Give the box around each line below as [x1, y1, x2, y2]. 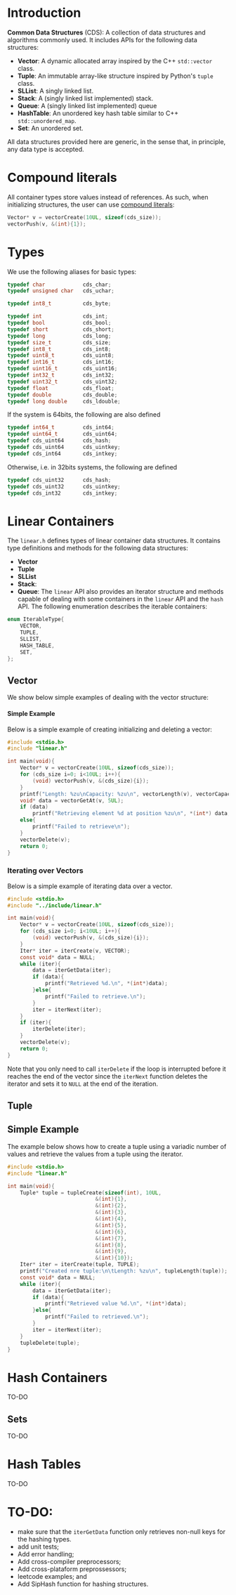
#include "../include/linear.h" [7, 901, 102, 909]
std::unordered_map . [17, 116, 77, 124]
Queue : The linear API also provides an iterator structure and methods [17, 587, 224, 596]
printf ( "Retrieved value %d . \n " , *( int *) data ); [44, 1300, 188, 1308]
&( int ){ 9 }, [95, 1248, 128, 1255]
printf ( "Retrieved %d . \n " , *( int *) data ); [44, 980, 169, 987]
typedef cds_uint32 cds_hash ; [7, 476, 112, 483]
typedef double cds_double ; [7, 391, 118, 398]
